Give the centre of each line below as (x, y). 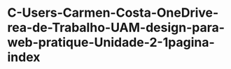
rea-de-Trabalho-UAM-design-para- (116, 28)
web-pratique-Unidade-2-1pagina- (111, 43)
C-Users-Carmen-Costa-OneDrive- (113, 13)
